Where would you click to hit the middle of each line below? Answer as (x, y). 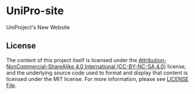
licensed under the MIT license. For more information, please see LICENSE (97, 79)
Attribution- (152, 60)
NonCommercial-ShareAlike (40, 66)
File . (11, 85)
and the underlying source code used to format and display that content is (97, 73)
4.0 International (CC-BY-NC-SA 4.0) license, (131, 66)
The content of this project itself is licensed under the (72, 60)
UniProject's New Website (38, 27)
